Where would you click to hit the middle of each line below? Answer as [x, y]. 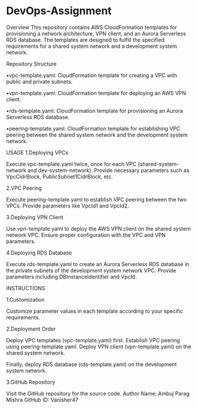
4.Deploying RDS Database [39, 252]
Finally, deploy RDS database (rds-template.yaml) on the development [92, 364]
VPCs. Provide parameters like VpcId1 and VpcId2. [67, 206]
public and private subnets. [39, 82]
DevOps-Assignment [59, 11]
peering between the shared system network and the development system [97, 135]
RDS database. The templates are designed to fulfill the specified [85, 40]
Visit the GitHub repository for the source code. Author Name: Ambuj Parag [98, 393]
